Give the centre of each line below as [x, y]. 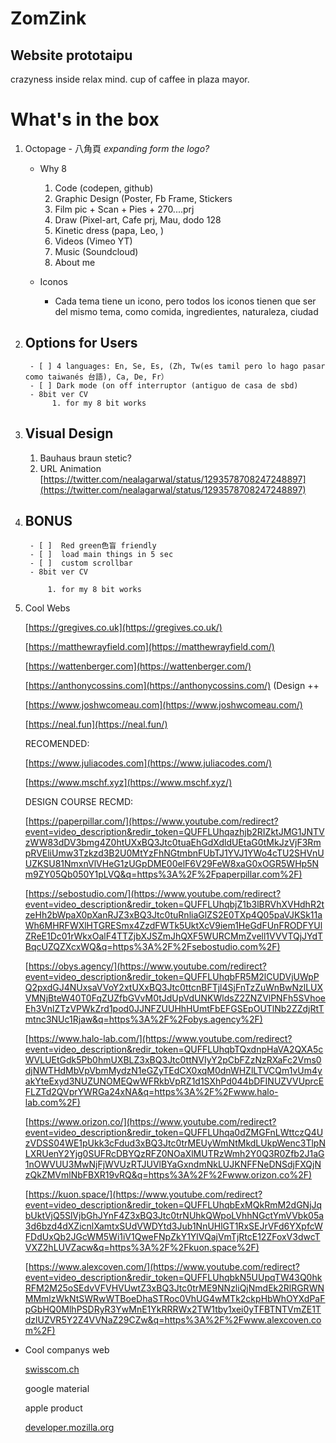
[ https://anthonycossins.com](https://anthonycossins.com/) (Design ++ [172, 686]
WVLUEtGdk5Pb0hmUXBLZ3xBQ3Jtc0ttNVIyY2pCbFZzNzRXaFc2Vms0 [173, 1060]
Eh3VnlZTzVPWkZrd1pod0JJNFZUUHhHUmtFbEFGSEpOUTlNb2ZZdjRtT [174, 1009]
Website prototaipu [71, 55]
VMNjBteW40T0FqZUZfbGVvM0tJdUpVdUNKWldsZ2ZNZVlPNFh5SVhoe [175, 998]
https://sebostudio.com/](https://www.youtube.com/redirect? [155, 894]
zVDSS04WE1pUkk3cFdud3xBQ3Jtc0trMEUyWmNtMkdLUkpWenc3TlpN [175, 1143]
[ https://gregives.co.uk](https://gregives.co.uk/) [123, 628]
